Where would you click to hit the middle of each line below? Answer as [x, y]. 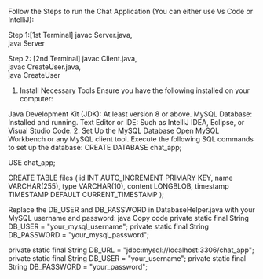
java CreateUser [34, 75]
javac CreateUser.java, [44, 67]
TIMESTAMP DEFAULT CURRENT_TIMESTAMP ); [86, 195]
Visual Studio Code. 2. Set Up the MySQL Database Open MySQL [114, 130]
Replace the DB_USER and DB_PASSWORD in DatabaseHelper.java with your [131, 210]
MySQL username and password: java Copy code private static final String [129, 218]
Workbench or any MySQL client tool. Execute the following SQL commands [131, 139]
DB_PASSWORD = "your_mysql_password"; [79, 235]
